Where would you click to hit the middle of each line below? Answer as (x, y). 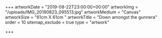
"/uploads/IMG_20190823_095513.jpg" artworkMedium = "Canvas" (73, 12)
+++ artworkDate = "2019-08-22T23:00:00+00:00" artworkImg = (72, 7)
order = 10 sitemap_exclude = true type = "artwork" (57, 22)
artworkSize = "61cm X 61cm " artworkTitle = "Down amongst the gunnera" (81, 17)
